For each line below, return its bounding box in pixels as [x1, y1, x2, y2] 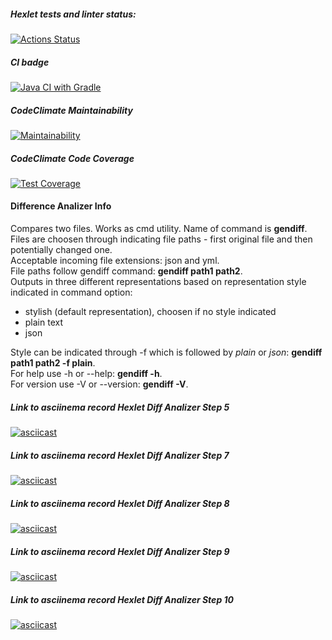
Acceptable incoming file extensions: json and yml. [10, 255, 220, 267]
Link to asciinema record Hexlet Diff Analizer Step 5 [10, 401, 230, 413]
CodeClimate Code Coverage [10, 152, 135, 164]
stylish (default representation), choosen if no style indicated [24, 306, 277, 318]
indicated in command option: [10, 286, 133, 299]
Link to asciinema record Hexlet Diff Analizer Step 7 [10, 449, 230, 461]
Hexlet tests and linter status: [10, 8, 137, 20]
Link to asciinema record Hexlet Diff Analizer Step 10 [10, 593, 234, 605]
